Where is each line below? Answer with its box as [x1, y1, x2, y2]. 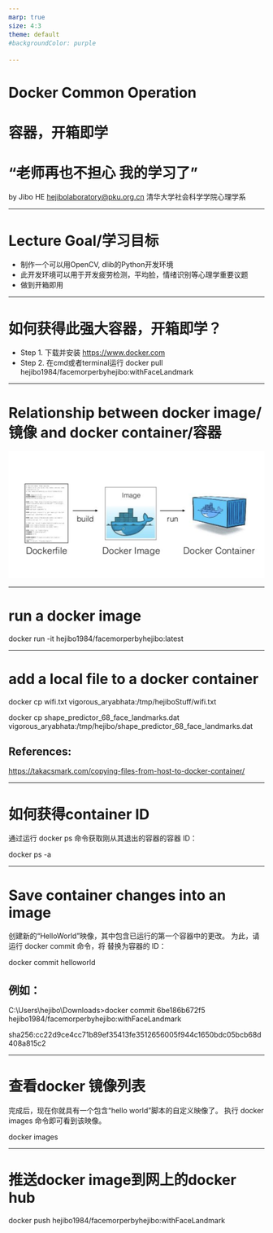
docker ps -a [8, 849, 51, 859]
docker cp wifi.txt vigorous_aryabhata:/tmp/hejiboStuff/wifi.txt [8, 696, 217, 706]
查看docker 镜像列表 [8, 1077, 146, 1095]
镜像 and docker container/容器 [8, 423, 222, 441]
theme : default [8, 30, 60, 38]
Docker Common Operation [8, 84, 197, 102]
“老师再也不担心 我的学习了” [8, 164, 198, 182]
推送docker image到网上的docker [8, 1171, 237, 1189]
